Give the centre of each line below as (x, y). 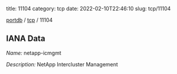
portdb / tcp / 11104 (29, 20)
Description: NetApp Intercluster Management (62, 64)
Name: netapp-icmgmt (34, 53)
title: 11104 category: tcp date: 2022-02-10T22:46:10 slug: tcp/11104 (88, 9)
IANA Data (26, 39)
